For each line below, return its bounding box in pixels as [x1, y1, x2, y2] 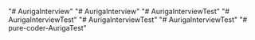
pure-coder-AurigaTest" [8, 24, 88, 32]
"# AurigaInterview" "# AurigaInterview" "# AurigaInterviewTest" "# [8, 7, 229, 16]
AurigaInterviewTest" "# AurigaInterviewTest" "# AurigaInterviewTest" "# [8, 15, 248, 24]
